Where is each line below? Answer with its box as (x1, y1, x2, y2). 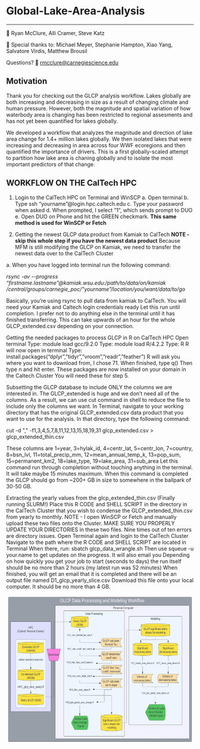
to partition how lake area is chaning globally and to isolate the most (6, 154, 173, 162)
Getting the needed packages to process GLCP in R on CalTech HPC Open (6, 334, 189, 341)
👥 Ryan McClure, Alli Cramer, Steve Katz (6, 29, 105, 36)
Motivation (6, 76, 48, 86)
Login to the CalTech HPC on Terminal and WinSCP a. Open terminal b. (14, 194, 189, 201)
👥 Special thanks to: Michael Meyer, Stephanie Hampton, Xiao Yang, (6, 41, 173, 48)
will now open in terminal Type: (6, 346, 83, 354)
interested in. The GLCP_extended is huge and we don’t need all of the (6, 389, 179, 397)
